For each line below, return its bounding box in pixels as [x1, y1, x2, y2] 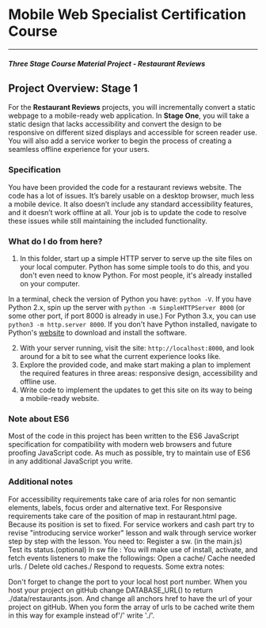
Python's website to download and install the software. [8, 327, 188, 337]
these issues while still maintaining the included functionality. [8, 216, 207, 225]
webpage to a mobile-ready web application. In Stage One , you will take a [8, 111, 249, 120]
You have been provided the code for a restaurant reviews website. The [8, 182, 242, 191]
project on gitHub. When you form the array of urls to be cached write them [8, 602, 255, 611]
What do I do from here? [8, 236, 103, 247]
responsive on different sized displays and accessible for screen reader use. [8, 128, 257, 138]
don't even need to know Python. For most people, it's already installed [19, 270, 253, 280]
